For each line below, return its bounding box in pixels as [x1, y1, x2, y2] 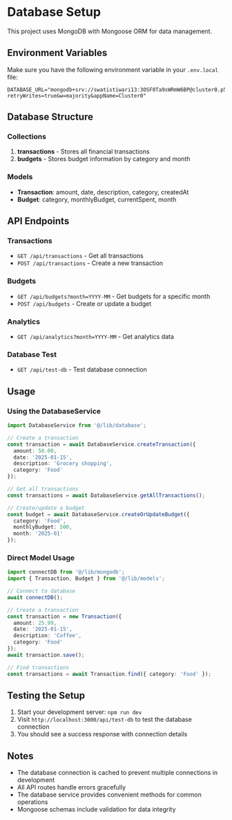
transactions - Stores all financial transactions [17, 147, 150, 156]
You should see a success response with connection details [17, 730, 188, 738]
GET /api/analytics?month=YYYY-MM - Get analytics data [17, 333, 175, 341]
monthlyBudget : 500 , [13, 524, 72, 531]
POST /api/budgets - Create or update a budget [17, 299, 152, 308]
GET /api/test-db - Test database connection [17, 365, 147, 374]
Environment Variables [7, 47, 108, 59]
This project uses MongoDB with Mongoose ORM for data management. [7, 27, 213, 35]
